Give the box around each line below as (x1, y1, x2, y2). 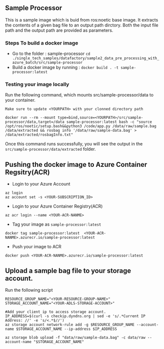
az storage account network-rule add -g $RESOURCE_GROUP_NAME (5, 323, 135, 327)
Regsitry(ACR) (5, 168, 50, 176)
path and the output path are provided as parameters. (5, 27, 114, 33)
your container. (5, 97, 36, 103)
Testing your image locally (5, 81, 70, 88)
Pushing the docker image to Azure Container (5, 160, 147, 168)
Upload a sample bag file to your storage (5, 266, 131, 275)
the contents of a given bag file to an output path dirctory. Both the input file (5, 22, 159, 28)
